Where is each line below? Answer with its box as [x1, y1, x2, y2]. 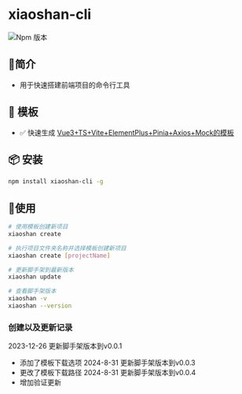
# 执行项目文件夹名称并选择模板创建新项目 [8, 244, 127, 252]
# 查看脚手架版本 [8, 287, 57, 296]
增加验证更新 [19, 377, 61, 387]
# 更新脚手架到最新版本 [8, 266, 75, 274]
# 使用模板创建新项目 [8, 223, 68, 231]
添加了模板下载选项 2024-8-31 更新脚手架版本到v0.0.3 [19, 358, 196, 367]
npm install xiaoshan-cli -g [8, 178, 104, 186]
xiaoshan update [8, 273, 61, 281]
